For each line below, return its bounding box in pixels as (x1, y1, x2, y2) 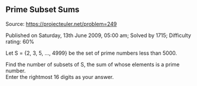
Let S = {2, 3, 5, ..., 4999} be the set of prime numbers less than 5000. (5, 49, 177, 57)
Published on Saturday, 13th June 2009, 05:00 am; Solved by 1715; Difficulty (5, 32, 192, 39)
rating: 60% (5, 38, 35, 45)
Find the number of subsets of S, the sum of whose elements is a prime (5, 61, 180, 68)
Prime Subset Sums (5, 5, 80, 15)
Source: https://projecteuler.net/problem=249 (5, 20, 117, 27)
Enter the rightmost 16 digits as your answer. (5, 73, 114, 80)
